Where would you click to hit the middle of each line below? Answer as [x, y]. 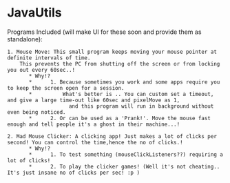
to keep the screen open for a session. [66, 88]
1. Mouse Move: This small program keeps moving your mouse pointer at [112, 52]
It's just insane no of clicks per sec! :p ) [73, 173]
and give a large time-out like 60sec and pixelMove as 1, [94, 100]
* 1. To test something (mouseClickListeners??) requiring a [126, 154]
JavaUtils [34, 13]
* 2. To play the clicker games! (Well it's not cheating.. [124, 166]
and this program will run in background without [141, 106]
